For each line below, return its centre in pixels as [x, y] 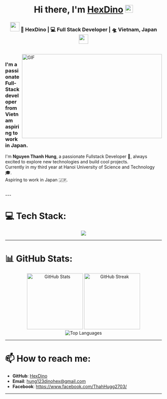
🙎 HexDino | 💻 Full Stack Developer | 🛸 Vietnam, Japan [89, 30]
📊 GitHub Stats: [39, 259]
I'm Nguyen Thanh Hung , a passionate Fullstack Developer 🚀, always [76, 156]
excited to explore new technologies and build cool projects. [67, 161]
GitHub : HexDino [30, 376]
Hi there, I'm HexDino [79, 10]
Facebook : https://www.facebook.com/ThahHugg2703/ [70, 386]
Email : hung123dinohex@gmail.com [49, 381]
